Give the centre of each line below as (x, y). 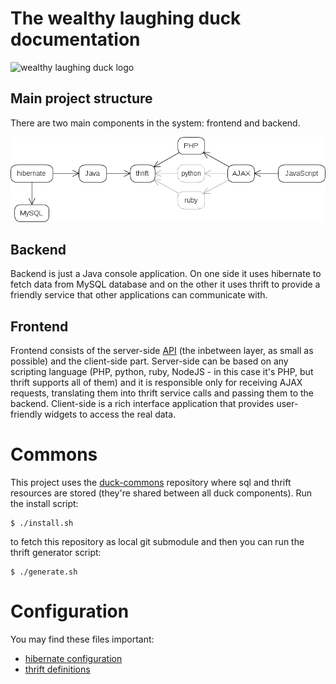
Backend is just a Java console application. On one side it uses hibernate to (166, 274)
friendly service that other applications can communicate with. (139, 295)
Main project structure (81, 98)
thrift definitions (57, 669)
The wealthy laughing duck (126, 18)
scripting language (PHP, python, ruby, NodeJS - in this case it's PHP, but (162, 372)
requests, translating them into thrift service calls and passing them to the (162, 393)
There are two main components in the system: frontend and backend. (155, 123)
